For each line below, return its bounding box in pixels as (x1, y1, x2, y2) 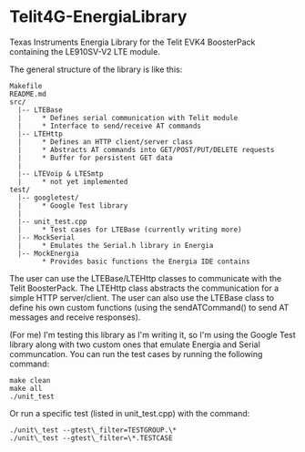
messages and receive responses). (9, 312, 141, 323)
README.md (9, 89, 47, 98)
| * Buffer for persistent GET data (17, 153, 173, 162)
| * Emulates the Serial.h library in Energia (17, 241, 214, 250)
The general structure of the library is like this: (9, 64, 183, 75)
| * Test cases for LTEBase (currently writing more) (17, 225, 243, 234)
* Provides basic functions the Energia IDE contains (42, 257, 250, 266)
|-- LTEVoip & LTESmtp (17, 169, 104, 179)
